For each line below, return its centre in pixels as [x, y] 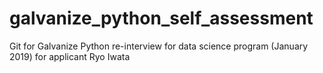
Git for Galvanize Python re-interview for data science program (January [159, 46]
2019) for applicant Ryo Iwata [70, 56]
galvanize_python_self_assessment [161, 18]
